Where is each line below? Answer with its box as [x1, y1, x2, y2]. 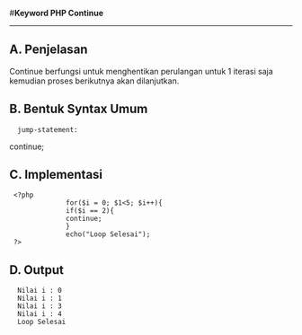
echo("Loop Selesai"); [66, 230, 151, 239]
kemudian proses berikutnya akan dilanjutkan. [9, 75, 180, 86]
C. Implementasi [9, 167, 103, 182]
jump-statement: [17, 125, 78, 134]
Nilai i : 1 [17, 294, 63, 304]
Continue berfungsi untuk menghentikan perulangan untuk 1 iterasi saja [9, 66, 273, 76]
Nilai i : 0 [17, 287, 63, 295]
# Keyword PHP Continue [9, 8, 103, 18]
